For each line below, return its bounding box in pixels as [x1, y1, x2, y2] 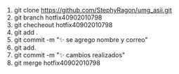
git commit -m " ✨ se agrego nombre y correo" [13, 36, 149, 44]
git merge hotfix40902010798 [13, 59, 100, 67]
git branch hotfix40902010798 [13, 13, 102, 22]
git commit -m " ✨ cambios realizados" [13, 51, 126, 59]
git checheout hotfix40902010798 [13, 21, 113, 29]
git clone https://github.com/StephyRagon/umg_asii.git [13, 6, 172, 14]
